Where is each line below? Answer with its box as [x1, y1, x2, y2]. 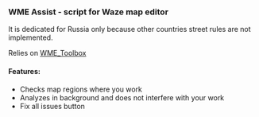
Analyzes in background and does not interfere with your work [19, 92, 225, 102]
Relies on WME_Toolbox [8, 49, 87, 58]
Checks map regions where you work [19, 84, 143, 94]
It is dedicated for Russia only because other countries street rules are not [8, 25, 252, 34]
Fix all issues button [19, 101, 86, 111]
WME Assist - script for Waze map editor [8, 6, 169, 18]
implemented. [8, 33, 53, 42]
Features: [8, 66, 41, 76]
